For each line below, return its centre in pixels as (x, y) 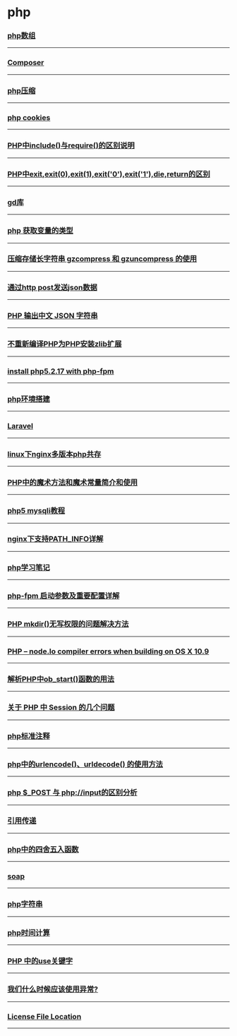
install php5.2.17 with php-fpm (61, 371)
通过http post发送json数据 (52, 287)
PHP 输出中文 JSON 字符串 (53, 316)
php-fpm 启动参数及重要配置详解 (63, 596)
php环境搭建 (29, 399)
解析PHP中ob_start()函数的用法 (61, 679)
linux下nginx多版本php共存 (54, 454)
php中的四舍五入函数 (43, 849)
